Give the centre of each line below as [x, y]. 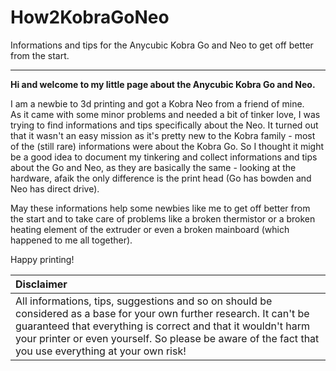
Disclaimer [41, 284]
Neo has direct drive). [55, 188]
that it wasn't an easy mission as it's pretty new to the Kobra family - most [163, 135]
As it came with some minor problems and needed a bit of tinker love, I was [165, 114]
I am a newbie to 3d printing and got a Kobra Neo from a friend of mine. [157, 103]
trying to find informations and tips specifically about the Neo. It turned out [164, 125]
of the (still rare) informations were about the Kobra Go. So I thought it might [167, 146]
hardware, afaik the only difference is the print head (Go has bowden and [161, 178]
